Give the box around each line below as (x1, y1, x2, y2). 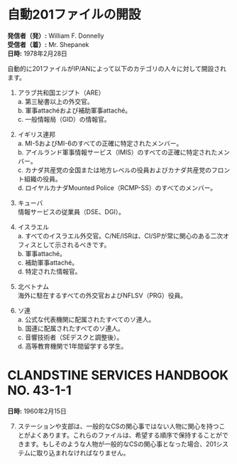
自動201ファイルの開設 (7, 6, 141, 23)
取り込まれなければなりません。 (36, 448, 130, 457)
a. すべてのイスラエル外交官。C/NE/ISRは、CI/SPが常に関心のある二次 (17, 231, 224, 240)
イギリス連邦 (17, 130, 55, 139)
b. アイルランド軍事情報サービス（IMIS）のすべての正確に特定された (17, 147, 218, 157)
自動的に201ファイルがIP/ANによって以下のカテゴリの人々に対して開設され (7, 64, 227, 73)
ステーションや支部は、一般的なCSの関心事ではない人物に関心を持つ (17, 421, 219, 431)
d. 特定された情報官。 (17, 267, 82, 275)
